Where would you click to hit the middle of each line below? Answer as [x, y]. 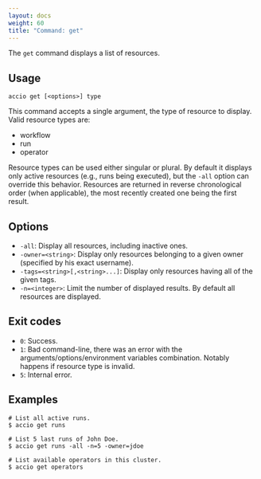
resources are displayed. [60, 296]
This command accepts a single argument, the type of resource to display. [130, 112]
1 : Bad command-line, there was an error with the [101, 349]
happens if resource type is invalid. [77, 366]
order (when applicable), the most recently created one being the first [123, 193]
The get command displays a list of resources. [84, 53]
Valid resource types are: [49, 120]
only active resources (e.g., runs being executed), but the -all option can [129, 176]
